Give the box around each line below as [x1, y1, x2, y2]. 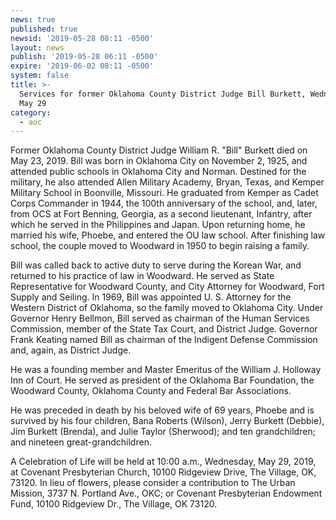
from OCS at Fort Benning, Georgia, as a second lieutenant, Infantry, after [10, 208, 313, 220]
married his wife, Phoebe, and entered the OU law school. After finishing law [10, 229, 326, 241]
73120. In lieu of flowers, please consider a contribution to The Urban [10, 477, 296, 489]
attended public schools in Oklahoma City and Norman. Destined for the [10, 166, 307, 178]
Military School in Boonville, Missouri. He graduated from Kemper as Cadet [10, 187, 319, 199]
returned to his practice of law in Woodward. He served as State [10, 270, 275, 282]
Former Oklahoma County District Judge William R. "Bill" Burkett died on [10, 144, 308, 156]
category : [10, 107, 52, 118]
